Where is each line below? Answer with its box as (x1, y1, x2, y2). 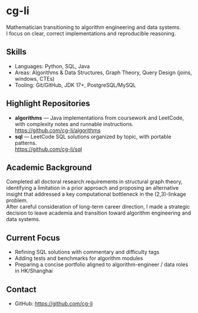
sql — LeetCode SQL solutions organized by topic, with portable (14, 133, 171, 140)
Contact (6, 284, 37, 294)
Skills (6, 47, 27, 57)
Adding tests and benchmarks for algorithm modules (14, 255, 144, 262)
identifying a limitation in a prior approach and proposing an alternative (6, 184, 179, 192)
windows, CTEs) (14, 75, 55, 82)
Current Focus (6, 233, 60, 243)
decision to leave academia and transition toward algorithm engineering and (6, 209, 191, 216)
